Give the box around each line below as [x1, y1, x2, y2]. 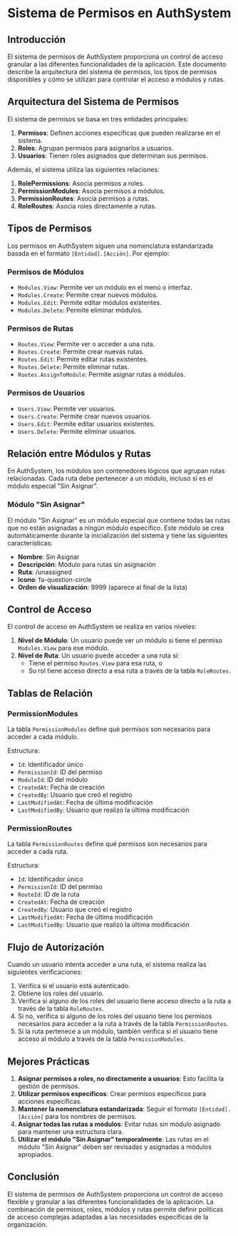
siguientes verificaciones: [7, 968, 83, 976]
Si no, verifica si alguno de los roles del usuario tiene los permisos [17, 1012, 212, 1020]
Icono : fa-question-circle [17, 575, 92, 583]
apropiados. [17, 1150, 53, 1159]
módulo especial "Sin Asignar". [7, 482, 98, 491]
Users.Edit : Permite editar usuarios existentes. [17, 419, 155, 428]
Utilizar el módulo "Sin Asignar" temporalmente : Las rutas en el [17, 1135, 209, 1144]
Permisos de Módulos [7, 266, 84, 276]
